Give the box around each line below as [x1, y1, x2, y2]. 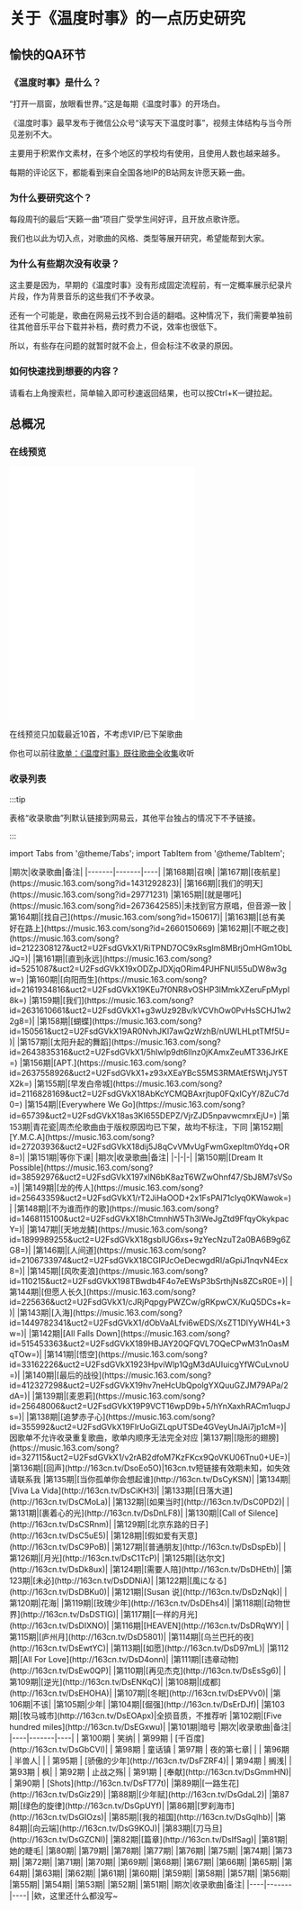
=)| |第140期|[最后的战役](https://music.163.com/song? [9, 1370, 212, 1380]
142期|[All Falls [39, 1327, 94, 1338]
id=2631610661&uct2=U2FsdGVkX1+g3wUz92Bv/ [9, 1005, 194, 1016]
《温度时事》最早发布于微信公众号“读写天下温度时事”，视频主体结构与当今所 [9, 117, 292, 128]
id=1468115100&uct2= [9, 1213, 92, 1224]
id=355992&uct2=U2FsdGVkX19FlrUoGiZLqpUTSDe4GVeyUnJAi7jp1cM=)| [9, 1421, 287, 1432]
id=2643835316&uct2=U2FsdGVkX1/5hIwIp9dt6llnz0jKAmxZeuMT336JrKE [9, 1046, 289, 1057]
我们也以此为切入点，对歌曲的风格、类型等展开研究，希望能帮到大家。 [9, 233, 270, 244]
